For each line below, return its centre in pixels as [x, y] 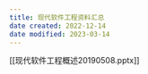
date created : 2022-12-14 [57, 26]
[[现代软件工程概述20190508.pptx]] [74, 61]
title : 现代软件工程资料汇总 [57, 17]
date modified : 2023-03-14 [60, 34]
